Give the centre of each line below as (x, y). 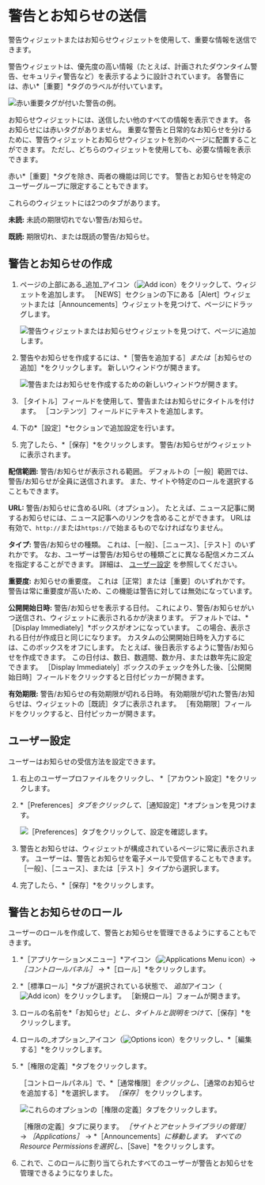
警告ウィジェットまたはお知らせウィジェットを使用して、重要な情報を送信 (129, 40)
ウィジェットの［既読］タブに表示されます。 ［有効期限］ (130, 703)
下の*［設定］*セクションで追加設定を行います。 (99, 427)
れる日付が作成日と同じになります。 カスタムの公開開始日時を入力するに (127, 637)
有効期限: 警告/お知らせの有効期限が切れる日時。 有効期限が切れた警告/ (125, 694)
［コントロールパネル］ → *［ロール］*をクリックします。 (115, 969)
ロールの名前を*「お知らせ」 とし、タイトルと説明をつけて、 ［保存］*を (135, 1013)
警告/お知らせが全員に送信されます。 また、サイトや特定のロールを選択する (131, 481)
